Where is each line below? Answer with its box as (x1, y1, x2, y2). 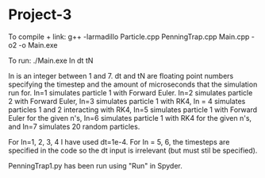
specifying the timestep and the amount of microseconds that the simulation (8, 79, 258, 89)
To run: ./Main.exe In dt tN (8, 56, 94, 65)
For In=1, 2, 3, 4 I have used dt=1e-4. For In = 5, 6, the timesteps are (8, 137, 230, 146)
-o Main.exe (18, 40, 58, 49)
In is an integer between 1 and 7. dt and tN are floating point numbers (8, 71, 234, 80)
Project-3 (8, 6, 72, 24)
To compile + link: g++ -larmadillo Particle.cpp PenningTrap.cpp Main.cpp (8, 32, 250, 41)
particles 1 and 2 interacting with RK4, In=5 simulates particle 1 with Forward (8, 105, 258, 114)
